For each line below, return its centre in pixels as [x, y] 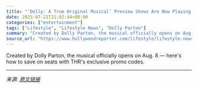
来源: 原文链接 [23, 79]
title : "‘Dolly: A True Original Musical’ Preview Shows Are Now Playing [99, 11]
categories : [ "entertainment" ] [44, 22]
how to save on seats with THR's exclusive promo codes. [75, 62]
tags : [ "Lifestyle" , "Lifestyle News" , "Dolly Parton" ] [76, 28]
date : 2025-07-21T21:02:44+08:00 [47, 17]
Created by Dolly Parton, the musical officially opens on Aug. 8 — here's [94, 55]
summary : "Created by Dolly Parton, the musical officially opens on [93, 33]
